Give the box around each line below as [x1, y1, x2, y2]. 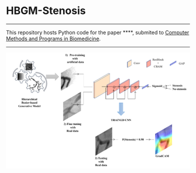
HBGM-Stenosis [6, 4, 86, 18]
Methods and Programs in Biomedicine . [6, 35, 101, 42]
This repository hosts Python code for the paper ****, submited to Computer [6, 29, 190, 36]
